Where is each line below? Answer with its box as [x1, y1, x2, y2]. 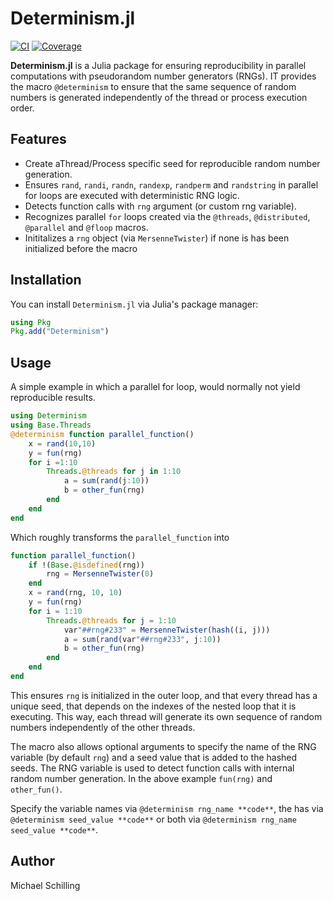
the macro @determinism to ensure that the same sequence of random [10, 80, 297, 92]
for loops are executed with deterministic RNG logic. [24, 189, 240, 201]
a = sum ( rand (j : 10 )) [63, 476, 150, 486]
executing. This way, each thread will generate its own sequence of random [10, 710, 323, 722]
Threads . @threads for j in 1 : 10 [46, 467, 182, 477]
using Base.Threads [10, 420, 92, 430]
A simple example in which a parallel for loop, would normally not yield [10, 381, 301, 393]
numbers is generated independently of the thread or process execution [10, 91, 308, 103]
